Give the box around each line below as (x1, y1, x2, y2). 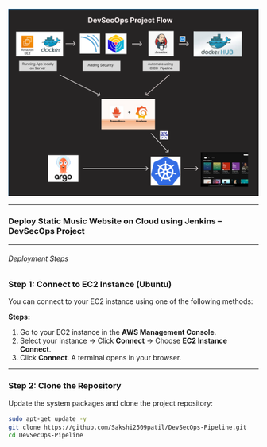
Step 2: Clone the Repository (8, 380, 122, 391)
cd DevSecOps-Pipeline (8, 431, 83, 440)
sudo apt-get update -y (8, 414, 87, 422)
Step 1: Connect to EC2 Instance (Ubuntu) (8, 279, 172, 290)
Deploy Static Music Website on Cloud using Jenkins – (8, 216, 222, 227)
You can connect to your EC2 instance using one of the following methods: (8, 297, 253, 306)
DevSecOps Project (8, 226, 85, 237)
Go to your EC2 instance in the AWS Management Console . (19, 328, 217, 337)
